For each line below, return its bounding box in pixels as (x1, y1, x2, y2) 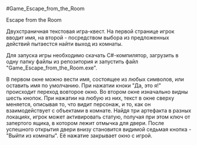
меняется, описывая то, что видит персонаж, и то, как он (6, 101, 151, 108)
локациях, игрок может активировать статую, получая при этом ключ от (6, 113, 191, 120)
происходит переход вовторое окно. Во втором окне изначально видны (6, 88, 188, 95)
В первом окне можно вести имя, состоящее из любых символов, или (6, 76, 185, 83)
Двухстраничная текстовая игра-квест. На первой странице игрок (6, 28, 175, 35)
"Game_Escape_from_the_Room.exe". (6, 64, 97, 71)
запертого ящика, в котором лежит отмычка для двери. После (6, 120, 165, 126)
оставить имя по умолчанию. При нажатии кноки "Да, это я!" (6, 82, 161, 89)
